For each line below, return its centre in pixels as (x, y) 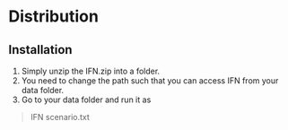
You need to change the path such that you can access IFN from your (150, 81)
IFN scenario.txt (60, 117)
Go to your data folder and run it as (86, 100)
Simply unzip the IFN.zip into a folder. (91, 71)
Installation (40, 50)
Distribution (54, 17)
